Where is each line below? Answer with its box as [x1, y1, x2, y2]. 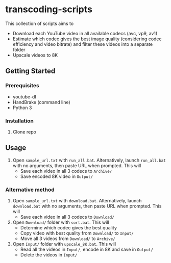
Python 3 [12, 104, 32, 111]
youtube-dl [12, 93, 37, 100]
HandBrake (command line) [12, 99, 70, 105]
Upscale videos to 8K [12, 52, 58, 58]
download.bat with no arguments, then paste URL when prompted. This [12, 203, 162, 209]
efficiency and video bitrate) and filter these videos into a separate [12, 41, 153, 47]
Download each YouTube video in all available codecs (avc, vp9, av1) [12, 30, 158, 36]
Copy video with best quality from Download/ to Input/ [20, 230, 134, 236]
